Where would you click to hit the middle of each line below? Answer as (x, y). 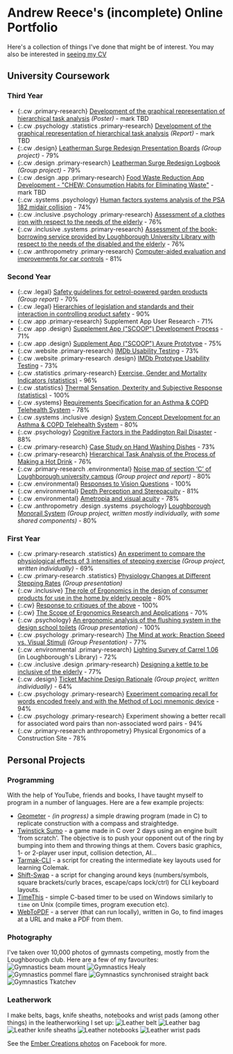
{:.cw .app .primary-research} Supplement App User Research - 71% (115, 321)
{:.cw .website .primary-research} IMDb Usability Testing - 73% (108, 351)
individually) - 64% (45, 686)
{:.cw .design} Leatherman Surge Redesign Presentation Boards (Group (119, 148)
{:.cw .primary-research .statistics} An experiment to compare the (111, 554)
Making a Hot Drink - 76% (54, 461)
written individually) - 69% (55, 568)
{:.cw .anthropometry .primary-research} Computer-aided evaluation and (121, 251)
